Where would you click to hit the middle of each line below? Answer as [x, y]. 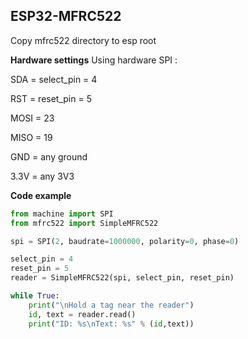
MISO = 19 [31, 137]
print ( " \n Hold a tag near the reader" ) [111, 305]
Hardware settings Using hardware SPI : [94, 60]
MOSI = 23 [32, 118]
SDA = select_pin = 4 [54, 79]
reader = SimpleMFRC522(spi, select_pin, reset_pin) [122, 278]
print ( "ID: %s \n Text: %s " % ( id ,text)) [111, 324]
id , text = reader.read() [82, 314]
